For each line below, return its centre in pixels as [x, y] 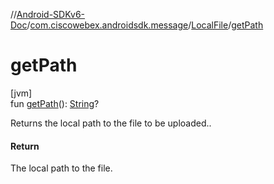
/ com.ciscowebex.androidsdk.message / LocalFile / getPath [145, 25]
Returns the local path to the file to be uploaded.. [111, 123]
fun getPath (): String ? [55, 103]
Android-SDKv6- [51, 14]
